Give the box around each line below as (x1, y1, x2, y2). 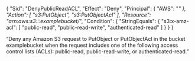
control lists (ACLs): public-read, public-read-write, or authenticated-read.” (6, 48, 189, 55)
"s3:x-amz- (161, 18, 189, 24)
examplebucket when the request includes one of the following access (6, 41, 178, 49)
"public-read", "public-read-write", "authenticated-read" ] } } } (21, 24, 174, 31)
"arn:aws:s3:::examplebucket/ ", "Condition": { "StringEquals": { (6, 18, 161, 24)
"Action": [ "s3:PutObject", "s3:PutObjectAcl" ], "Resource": (6, 11, 151, 18)
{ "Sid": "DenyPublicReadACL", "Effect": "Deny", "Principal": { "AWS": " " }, (6, 5, 186, 12)
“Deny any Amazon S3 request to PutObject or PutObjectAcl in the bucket (6, 36, 186, 42)
